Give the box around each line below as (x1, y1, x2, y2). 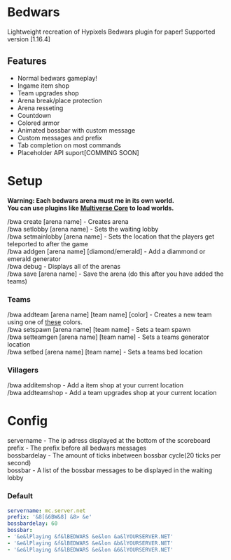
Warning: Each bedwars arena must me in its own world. (7, 196, 175, 204)
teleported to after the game (7, 239, 89, 248)
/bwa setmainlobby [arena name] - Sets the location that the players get (7, 232, 215, 241)
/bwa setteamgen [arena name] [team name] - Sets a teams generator (7, 333, 210, 341)
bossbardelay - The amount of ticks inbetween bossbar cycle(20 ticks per (7, 451, 221, 460)
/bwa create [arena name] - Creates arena (7, 217, 129, 225)
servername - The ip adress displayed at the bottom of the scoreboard (7, 436, 211, 445)
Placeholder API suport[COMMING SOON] (17, 148, 140, 156)
